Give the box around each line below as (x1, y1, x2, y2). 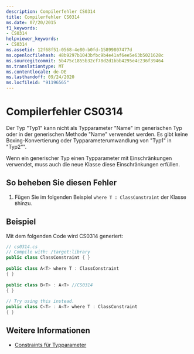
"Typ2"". (6, 143, 27, 150)
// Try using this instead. (6, 298, 75, 305)
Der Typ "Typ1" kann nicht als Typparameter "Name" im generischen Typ (6, 124, 183, 131)
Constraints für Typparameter (14, 341, 87, 348)
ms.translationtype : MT (6, 63, 64, 69)
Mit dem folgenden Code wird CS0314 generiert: (6, 232, 124, 239)
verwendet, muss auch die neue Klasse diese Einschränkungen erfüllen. (6, 161, 181, 168)
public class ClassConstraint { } (6, 255, 91, 261)
